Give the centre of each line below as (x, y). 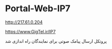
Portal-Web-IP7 (38, 9)
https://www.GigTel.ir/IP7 (30, 31)
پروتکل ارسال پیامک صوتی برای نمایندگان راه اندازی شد (56, 41)
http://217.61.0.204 (24, 22)
